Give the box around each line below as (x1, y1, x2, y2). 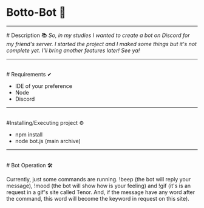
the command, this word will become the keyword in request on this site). (6, 195, 189, 202)
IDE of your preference (15, 82, 73, 90)
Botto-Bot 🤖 (6, 5, 66, 19)
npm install (15, 130, 43, 138)
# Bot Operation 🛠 (6, 161, 53, 169)
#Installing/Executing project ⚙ (6, 119, 84, 126)
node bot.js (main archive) (15, 137, 81, 144)
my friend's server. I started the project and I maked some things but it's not (6, 40, 197, 47)
